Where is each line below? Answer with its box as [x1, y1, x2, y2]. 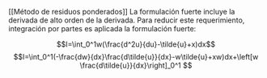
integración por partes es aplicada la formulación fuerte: [8, 24, 197, 33]
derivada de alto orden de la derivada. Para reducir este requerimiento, [8, 15, 245, 25]
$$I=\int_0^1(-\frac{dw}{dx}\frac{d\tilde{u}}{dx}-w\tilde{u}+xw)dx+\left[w [13, 52, 259, 61]
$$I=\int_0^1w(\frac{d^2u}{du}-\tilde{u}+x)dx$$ [56, 39, 216, 49]
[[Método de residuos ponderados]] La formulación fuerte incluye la [8, 7, 235, 16]
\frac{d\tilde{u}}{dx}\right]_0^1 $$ [79, 60, 193, 70]
